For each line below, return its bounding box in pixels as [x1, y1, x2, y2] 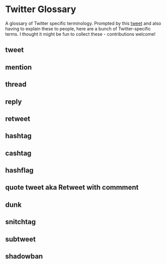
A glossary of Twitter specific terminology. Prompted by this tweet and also [5, 20, 161, 26]
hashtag [5, 131, 32, 140]
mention [5, 63, 32, 71]
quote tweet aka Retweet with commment [5, 183, 139, 192]
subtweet [5, 235, 36, 243]
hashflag [5, 166, 34, 175]
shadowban [5, 252, 43, 261]
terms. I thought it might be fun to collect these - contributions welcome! [5, 31, 156, 37]
